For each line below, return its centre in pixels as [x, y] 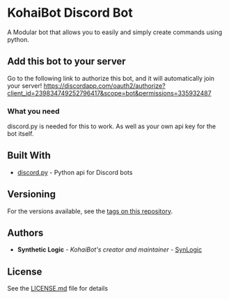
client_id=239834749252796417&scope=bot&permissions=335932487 [109, 93]
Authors [25, 233]
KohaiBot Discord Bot [70, 13]
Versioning [31, 194]
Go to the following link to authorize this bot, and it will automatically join [111, 78]
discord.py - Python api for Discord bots [75, 172]
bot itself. [21, 134]
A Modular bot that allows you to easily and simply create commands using [115, 32]
